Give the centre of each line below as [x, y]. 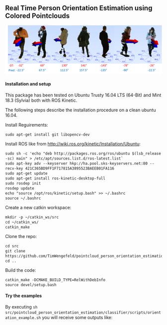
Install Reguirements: [27, 125]
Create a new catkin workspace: [38, 207]
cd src [12, 246]
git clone [15, 251]
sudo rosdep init [23, 183]
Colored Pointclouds [38, 16]
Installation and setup [28, 83]
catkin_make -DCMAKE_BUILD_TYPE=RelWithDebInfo [55, 280]
